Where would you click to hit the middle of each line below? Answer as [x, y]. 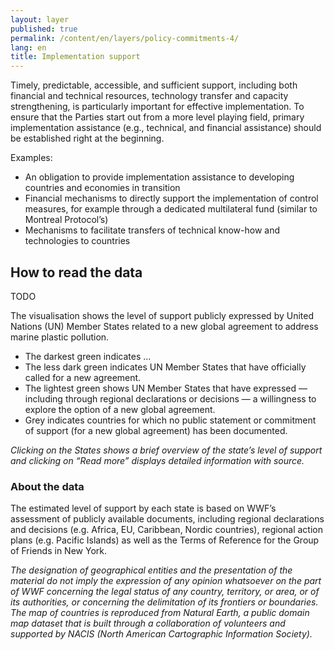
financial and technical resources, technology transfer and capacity [149, 96]
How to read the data [76, 272]
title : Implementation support [75, 57]
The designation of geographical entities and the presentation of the [151, 570]
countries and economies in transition [102, 188]
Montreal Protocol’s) [66, 220]
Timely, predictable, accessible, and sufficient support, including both [154, 85]
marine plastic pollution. [60, 337]
